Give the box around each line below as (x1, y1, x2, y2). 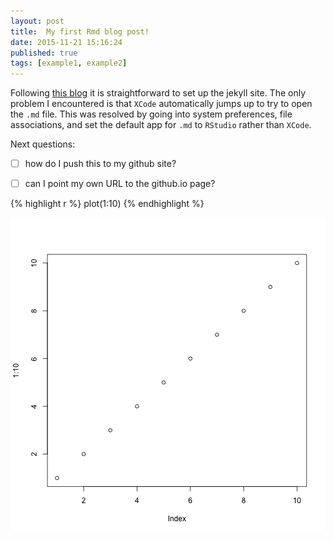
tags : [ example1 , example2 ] (10, 58, 128, 69)
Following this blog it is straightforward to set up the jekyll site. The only (10, 87, 307, 99)
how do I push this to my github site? (24, 158, 177, 170)
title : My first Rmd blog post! (10, 26, 150, 37)
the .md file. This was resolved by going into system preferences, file (10, 108, 293, 120)
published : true (10, 48, 78, 58)
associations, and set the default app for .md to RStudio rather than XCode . (10, 119, 312, 131)
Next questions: (10, 138, 76, 150)
